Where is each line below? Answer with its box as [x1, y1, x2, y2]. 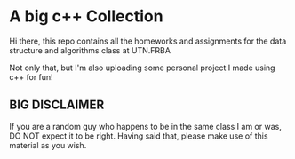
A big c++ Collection [9, 6, 163, 27]
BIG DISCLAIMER [9, 98, 105, 113]
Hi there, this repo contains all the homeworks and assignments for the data [9, 36, 287, 46]
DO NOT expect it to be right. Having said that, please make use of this [9, 131, 268, 141]
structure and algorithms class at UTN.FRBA [9, 44, 171, 55]
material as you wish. [9, 139, 87, 150]
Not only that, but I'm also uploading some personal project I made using [9, 62, 275, 73]
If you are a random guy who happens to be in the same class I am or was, [9, 121, 282, 131]
